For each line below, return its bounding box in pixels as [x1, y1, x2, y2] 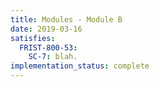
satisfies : [10, 33, 56, 43]
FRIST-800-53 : [19, 42, 78, 53]
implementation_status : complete [10, 61, 150, 71]
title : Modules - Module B [10, 14, 123, 25]
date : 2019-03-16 [10, 24, 83, 34]
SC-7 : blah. [28, 52, 78, 62]
